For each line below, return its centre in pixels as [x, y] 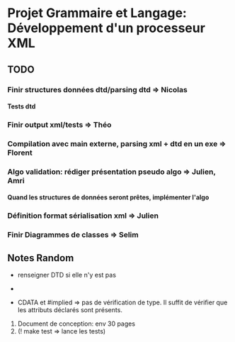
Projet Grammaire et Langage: [97, 13]
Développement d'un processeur [106, 28]
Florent [20, 153]
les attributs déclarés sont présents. [70, 310]
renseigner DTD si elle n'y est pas [67, 275]
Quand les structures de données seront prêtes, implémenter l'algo [108, 197]
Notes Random [41, 258]
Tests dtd [22, 106]
